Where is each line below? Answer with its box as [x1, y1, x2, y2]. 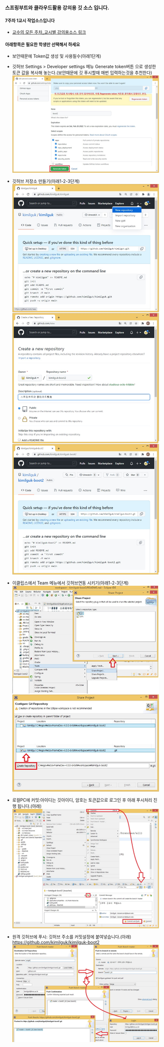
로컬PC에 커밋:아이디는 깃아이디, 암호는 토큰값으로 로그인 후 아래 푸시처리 [12, 797, 152, 803]
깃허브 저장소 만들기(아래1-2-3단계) [12, 178, 80, 184]
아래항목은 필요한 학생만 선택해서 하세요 [5, 41, 81, 47]
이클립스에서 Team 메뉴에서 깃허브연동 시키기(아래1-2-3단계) [12, 580, 129, 586]
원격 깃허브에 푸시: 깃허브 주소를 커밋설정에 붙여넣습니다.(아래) [12, 934, 132, 940]
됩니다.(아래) [17, 803, 42, 809]
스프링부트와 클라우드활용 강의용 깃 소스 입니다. [5, 4, 109, 11]
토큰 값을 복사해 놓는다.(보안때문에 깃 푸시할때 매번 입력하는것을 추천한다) [12, 70, 152, 76]
